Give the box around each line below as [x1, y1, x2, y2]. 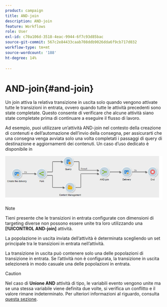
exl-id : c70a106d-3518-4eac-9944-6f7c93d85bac [5, 34, 104, 39]
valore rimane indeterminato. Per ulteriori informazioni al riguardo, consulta [5, 291, 160, 297]
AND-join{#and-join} [5, 83, 94, 94]
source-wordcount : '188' [5, 50, 57, 55]
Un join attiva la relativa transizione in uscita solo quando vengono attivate [5, 99, 158, 105]
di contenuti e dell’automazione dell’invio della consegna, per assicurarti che [5, 130, 162, 136]
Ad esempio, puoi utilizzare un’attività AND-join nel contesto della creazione [5, 125, 161, 131]
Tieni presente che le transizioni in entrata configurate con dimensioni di [5, 215, 154, 221]
